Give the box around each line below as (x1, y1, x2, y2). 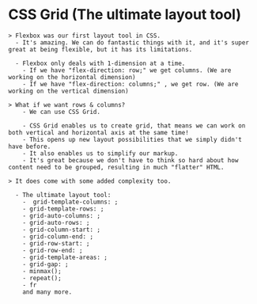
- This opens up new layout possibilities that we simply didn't (22, 135, 243, 143)
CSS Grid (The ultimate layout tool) (8, 6, 241, 24)
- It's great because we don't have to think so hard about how (22, 156, 239, 164)
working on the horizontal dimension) (8, 73, 136, 81)
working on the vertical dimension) (8, 87, 129, 95)
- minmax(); (22, 267, 62, 275)
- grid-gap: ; (22, 260, 69, 268)
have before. (8, 142, 51, 150)
